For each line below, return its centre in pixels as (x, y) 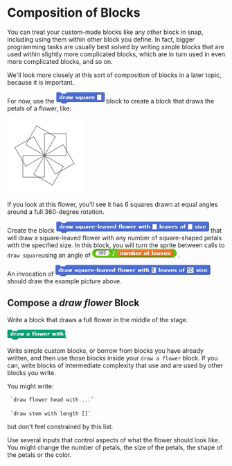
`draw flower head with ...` (52, 400)
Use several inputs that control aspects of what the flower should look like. (114, 440)
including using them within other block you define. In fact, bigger (101, 39)
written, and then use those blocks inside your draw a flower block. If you (113, 358)
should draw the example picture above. (65, 281)
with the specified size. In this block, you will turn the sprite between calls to (116, 245)
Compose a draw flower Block (73, 303)
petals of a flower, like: (39, 108)
